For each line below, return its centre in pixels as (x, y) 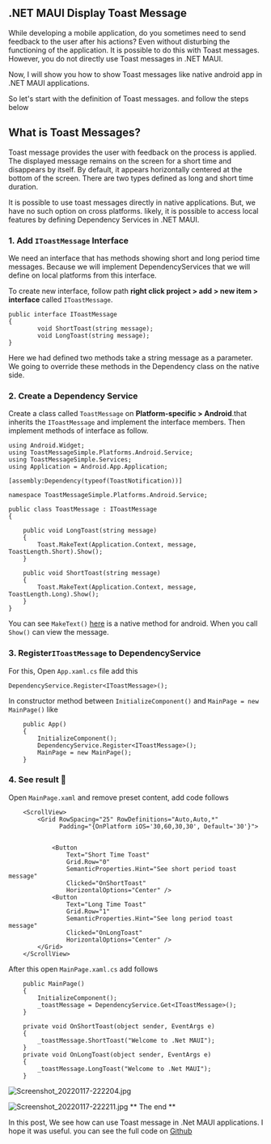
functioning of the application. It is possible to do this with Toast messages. (134, 50)
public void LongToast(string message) (90, 531)
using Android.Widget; (47, 446)
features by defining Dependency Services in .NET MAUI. (104, 219)
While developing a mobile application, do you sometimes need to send (127, 32)
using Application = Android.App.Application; (88, 467)
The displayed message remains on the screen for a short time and (120, 160)
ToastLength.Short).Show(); (56, 552)
